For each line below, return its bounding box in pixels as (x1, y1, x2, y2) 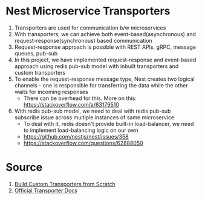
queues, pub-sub (14, 49, 58, 57)
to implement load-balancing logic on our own (23, 127, 138, 134)
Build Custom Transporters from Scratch (14, 180, 116, 187)
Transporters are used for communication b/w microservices (14, 24, 166, 31)
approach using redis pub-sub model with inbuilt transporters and (14, 62, 179, 70)
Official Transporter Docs (14, 187, 78, 194)
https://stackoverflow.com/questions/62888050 (23, 139, 143, 146)
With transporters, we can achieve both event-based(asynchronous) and (14, 30, 196, 37)
